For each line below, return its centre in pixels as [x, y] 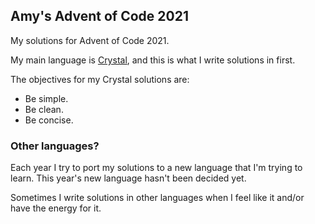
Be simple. [46, 98]
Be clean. [44, 109]
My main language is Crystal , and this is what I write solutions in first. [153, 60]
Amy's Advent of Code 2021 [99, 16]
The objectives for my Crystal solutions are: [100, 79]
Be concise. [49, 120]
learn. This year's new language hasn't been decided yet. [128, 178]
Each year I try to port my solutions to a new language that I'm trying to [156, 168]
